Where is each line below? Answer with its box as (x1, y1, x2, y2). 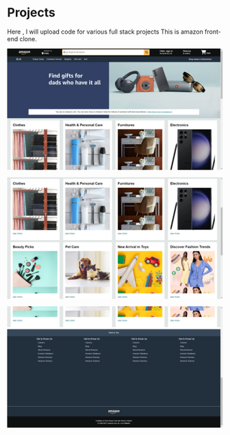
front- (204, 27, 221, 36)
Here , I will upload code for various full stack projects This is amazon (7, 27, 203, 36)
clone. (19, 34, 38, 43)
